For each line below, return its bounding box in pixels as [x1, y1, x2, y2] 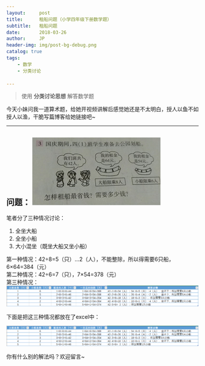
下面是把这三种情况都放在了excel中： [6, 313, 100, 320]
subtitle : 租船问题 [6, 23, 58, 29]
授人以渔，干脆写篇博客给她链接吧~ [6, 113, 96, 120]
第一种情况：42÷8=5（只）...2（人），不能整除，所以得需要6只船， [6, 255, 174, 263]
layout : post [6, 10, 51, 16]
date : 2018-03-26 [6, 29, 67, 35]
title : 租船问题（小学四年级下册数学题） [6, 16, 112, 23]
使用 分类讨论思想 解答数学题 [21, 92, 95, 100]
